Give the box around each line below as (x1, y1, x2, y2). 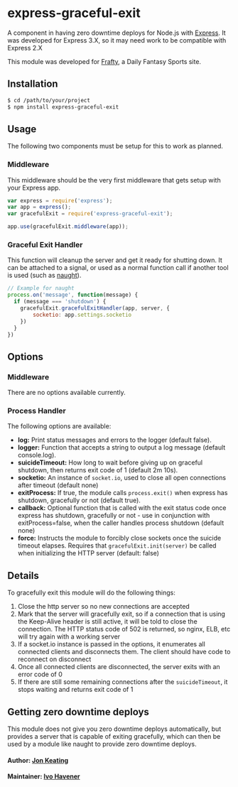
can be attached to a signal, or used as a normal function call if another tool (7, 264, 229, 272)
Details (7, 570, 39, 582)
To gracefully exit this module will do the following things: (7, 588, 175, 597)
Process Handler (7, 406, 66, 416)
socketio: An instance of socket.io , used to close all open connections (17, 474, 226, 482)
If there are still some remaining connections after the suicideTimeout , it (17, 678, 228, 686)
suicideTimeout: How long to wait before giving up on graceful (17, 458, 203, 467)
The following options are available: (7, 422, 112, 430)
